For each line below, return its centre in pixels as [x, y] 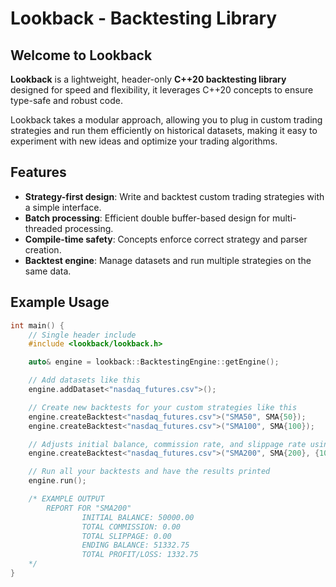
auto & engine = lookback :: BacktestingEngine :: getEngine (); [154, 362]
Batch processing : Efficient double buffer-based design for [147, 218]
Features [38, 172]
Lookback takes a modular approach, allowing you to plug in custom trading [166, 120]
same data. [48, 271]
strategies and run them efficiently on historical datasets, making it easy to [164, 130]
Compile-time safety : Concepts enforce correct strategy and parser [166, 239]
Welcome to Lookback [81, 55]
